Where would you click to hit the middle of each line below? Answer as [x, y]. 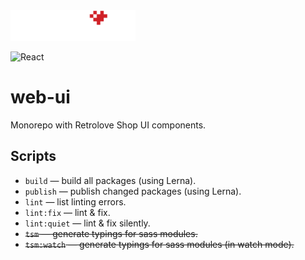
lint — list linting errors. [75, 201]
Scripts [33, 156]
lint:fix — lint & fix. [67, 212]
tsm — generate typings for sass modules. [111, 233]
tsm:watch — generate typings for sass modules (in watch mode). [159, 244]
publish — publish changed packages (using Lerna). [133, 191]
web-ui [40, 97]
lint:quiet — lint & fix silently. [87, 223]
